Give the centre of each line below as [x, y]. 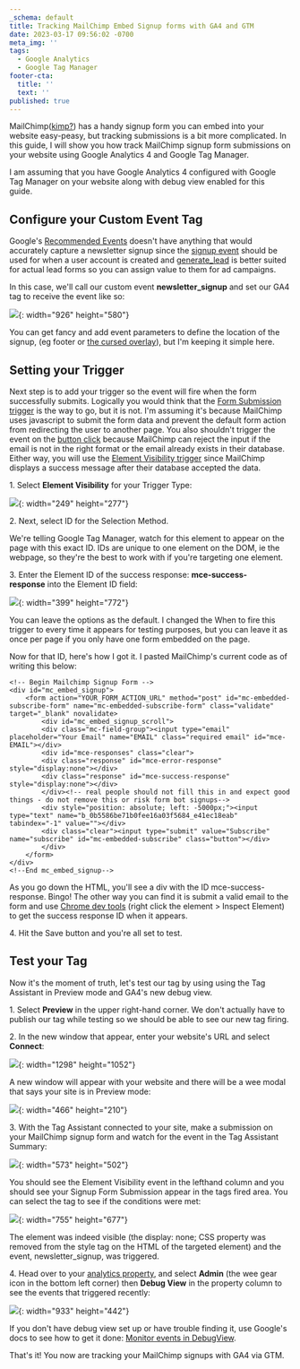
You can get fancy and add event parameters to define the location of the [145, 332]
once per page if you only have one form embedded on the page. [130, 639]
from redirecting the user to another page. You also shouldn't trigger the [142, 430]
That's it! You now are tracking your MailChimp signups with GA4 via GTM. [147, 1355]
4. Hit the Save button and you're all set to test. [96, 933]
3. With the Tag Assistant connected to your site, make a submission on [141, 1127]
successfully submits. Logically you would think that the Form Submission [146, 401]
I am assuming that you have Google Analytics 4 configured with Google [142, 172]
